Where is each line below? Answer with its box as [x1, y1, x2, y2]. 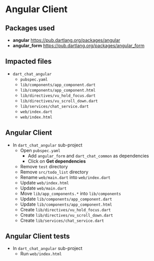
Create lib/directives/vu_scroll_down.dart [20, 212, 113, 218]
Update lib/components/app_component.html [20, 201, 112, 207]
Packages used [5, 24, 55, 32]
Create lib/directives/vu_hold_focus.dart [20, 206, 111, 212]
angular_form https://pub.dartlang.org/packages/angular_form [12, 43, 145, 49]
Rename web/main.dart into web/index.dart [20, 174, 111, 180]
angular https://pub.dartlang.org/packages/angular [12, 37, 120, 43]
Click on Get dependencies [27, 158, 86, 164]
